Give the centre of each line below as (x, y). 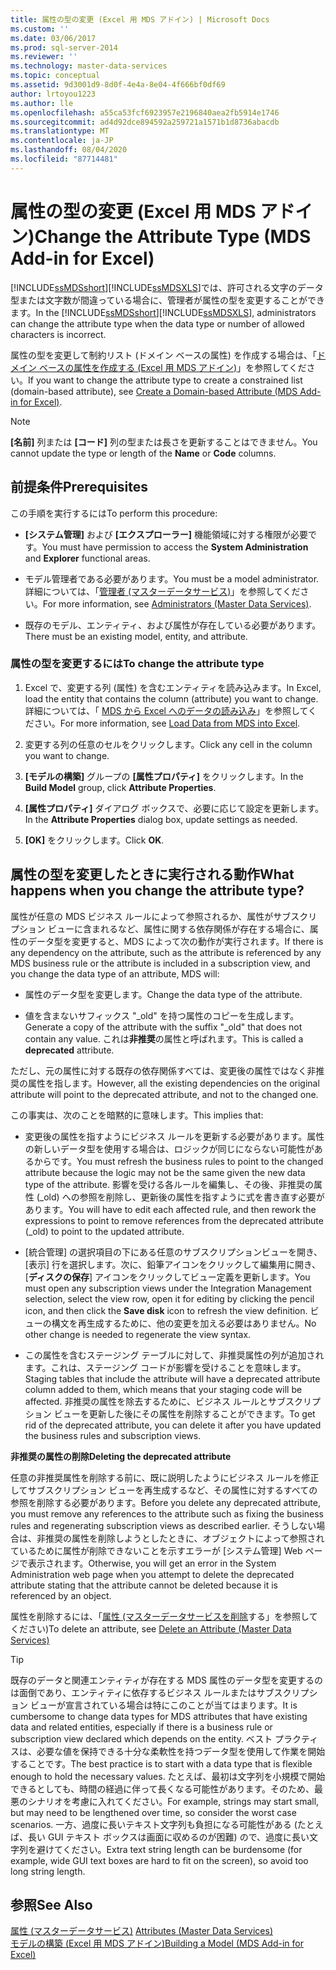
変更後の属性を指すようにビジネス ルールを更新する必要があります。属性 (174, 1136)
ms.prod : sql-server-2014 (64, 47)
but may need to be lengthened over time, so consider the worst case (153, 1812)
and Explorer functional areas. (87, 558)
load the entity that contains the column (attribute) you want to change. (171, 698)
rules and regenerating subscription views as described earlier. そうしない (163, 1525)
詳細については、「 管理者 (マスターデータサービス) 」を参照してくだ (162, 591)
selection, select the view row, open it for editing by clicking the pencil (169, 1298)
